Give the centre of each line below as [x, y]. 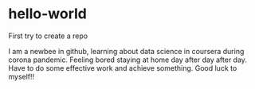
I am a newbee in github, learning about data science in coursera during [126, 51]
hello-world [48, 14]
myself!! [22, 76]
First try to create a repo [48, 36]
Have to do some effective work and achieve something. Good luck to [123, 68]
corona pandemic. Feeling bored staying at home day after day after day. [127, 60]
